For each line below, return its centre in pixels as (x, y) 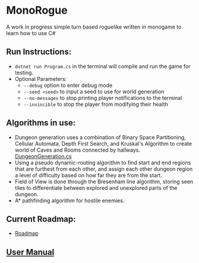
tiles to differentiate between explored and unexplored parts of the (96, 187)
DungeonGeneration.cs (43, 156)
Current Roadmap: (41, 219)
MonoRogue (37, 10)
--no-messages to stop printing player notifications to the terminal (103, 98)
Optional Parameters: (41, 79)
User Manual (30, 252)
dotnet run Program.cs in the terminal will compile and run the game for (103, 66)
